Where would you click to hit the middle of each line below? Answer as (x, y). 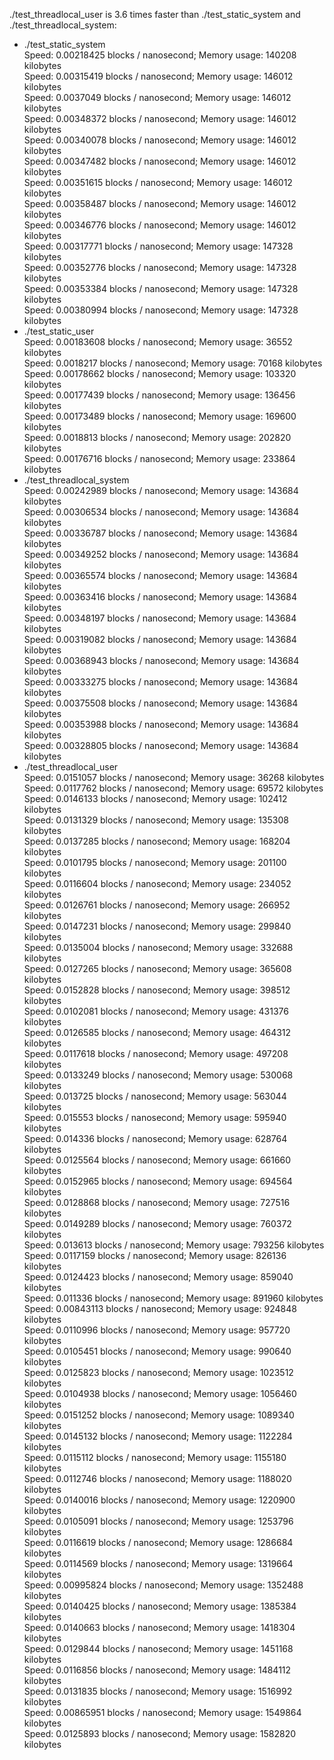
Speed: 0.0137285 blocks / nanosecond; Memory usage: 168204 (157, 841)
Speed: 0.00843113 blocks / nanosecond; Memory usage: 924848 (160, 1308)
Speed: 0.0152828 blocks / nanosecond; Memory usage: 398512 (157, 990)
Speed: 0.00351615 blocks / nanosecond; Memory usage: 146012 (158, 182)
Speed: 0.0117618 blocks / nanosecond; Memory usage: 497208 (156, 1053)
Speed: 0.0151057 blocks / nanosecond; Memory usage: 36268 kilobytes (174, 777)
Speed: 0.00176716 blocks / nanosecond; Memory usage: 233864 (159, 458)
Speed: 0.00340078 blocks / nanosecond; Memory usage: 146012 (160, 140)
